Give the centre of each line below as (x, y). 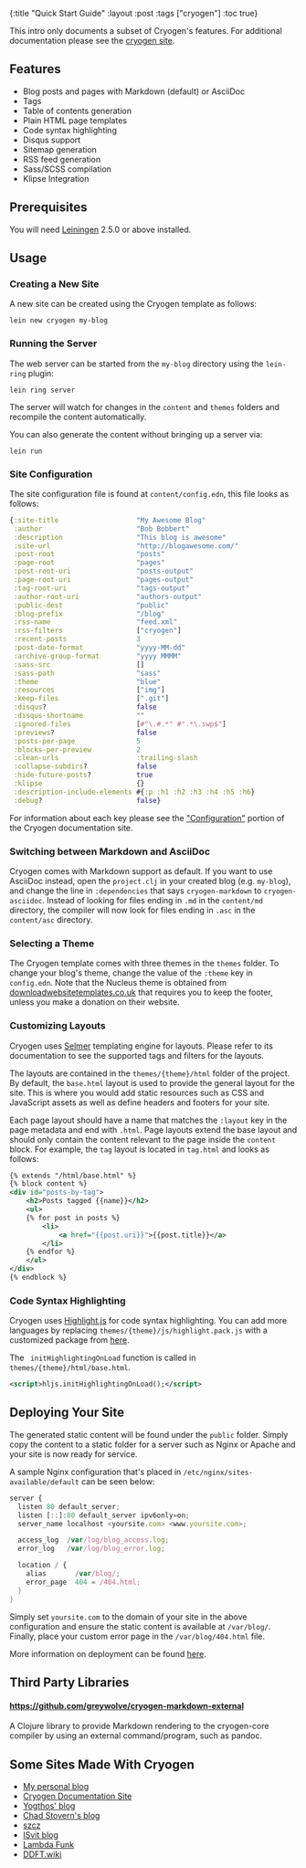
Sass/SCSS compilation (67, 169)
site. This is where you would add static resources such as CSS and (137, 1092)
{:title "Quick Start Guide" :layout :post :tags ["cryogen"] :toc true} (134, 13)
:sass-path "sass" (87, 673)
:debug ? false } (87, 800)
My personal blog (56, 1786)
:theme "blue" (87, 681)
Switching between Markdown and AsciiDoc (110, 851)
